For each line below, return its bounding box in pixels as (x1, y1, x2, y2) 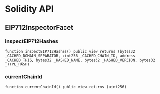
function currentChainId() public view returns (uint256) (5, 85, 127, 90)
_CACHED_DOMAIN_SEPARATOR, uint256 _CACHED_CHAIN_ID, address (5, 53, 135, 58)
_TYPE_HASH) (5, 62, 30, 67)
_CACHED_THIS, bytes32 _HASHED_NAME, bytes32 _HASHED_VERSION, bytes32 (5, 58, 155, 63)
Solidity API (5, 3, 54, 15)
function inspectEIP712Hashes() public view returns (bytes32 (5, 49, 135, 54)
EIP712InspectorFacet (5, 23, 74, 31)
